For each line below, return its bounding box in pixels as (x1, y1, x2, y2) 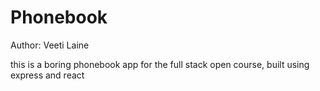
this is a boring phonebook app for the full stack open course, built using (10, 58, 310, 70)
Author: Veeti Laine (10, 39, 90, 51)
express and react (10, 69, 85, 81)
